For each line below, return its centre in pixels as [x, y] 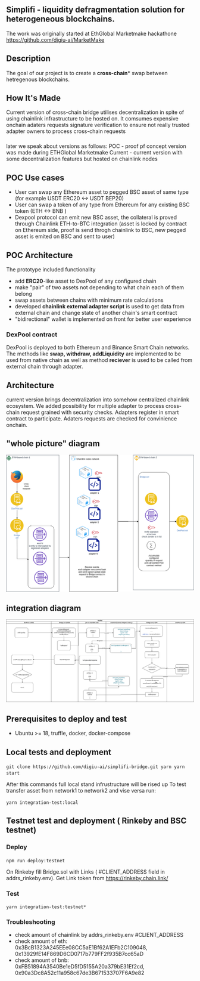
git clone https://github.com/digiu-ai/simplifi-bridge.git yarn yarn [96, 767]
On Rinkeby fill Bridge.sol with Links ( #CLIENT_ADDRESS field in [86, 872]
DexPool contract [32, 335]
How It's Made [34, 98]
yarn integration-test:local [42, 802]
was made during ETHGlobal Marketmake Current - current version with [94, 153]
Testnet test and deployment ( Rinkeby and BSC [96, 821]
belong [24, 293]
